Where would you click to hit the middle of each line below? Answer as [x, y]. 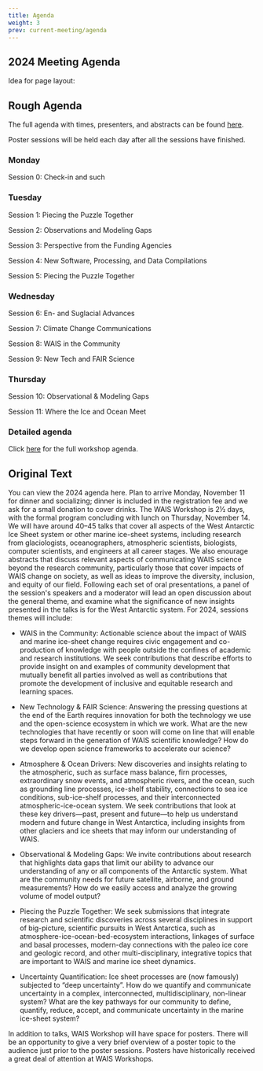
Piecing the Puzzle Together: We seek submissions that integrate [124, 911]
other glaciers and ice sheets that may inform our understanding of [128, 831]
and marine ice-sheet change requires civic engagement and [118, 642]
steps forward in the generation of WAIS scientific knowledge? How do [134, 741]
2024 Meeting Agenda [64, 62]
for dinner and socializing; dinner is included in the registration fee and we [128, 501]
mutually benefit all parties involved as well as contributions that [123, 675]
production [37, 650]
